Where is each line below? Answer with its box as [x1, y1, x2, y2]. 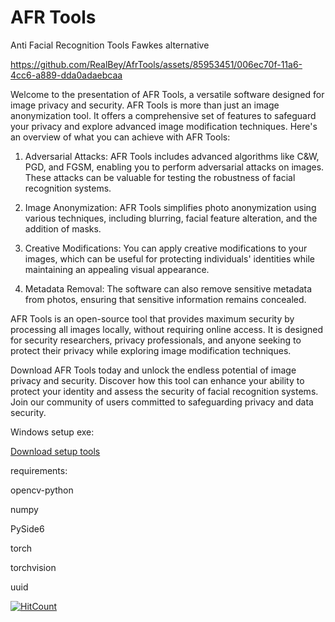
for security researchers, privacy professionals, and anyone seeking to [10, 334, 302, 346]
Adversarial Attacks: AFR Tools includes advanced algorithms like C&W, [24, 150, 320, 162]
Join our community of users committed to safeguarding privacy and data [10, 396, 314, 408]
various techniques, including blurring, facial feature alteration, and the [24, 212, 318, 224]
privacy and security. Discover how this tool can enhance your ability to [10, 374, 305, 386]
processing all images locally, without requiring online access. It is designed [10, 323, 323, 335]
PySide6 [10, 522, 45, 535]
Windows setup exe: [10, 426, 95, 438]
